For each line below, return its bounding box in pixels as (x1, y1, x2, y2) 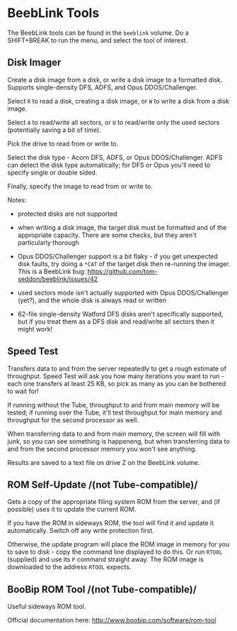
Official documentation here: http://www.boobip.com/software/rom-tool (7, 616, 216, 625)
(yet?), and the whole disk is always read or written (17, 296, 166, 304)
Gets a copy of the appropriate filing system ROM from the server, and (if (7, 498, 221, 506)
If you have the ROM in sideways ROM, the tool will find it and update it (7, 519, 214, 527)
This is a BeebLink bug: (17, 267, 86, 275)
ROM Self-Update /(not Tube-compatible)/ (7, 478, 198, 490)
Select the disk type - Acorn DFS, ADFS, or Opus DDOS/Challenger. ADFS (7, 153, 223, 161)
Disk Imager (7, 57, 62, 69)
